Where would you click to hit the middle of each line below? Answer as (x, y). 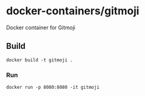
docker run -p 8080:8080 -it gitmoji (53, 88)
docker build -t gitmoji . (40, 60)
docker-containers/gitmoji (73, 11)
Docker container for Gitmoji (41, 27)
